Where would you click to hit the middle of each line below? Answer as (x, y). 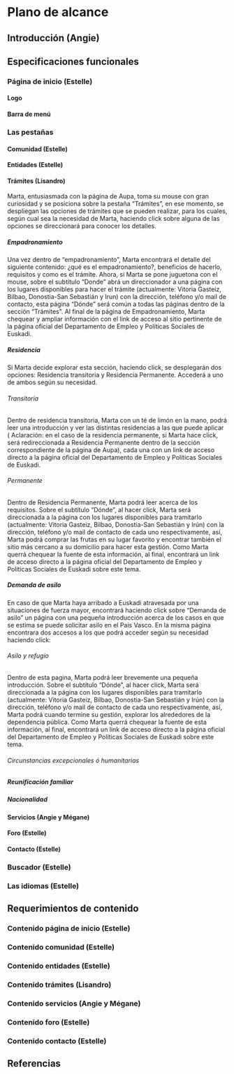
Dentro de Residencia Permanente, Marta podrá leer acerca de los (102, 502)
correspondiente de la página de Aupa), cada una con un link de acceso (111, 450)
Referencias (34, 1064)
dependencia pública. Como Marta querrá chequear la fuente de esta (107, 722)
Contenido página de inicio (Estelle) (69, 929)
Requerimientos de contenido (73, 909)
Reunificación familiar (40, 782)
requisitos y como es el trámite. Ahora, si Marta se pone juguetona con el (112, 275)
